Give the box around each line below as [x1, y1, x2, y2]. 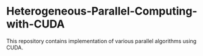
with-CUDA [6, 17, 65, 31]
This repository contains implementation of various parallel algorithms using [6, 37, 197, 44]
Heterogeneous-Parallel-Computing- [6, 4, 198, 18]
